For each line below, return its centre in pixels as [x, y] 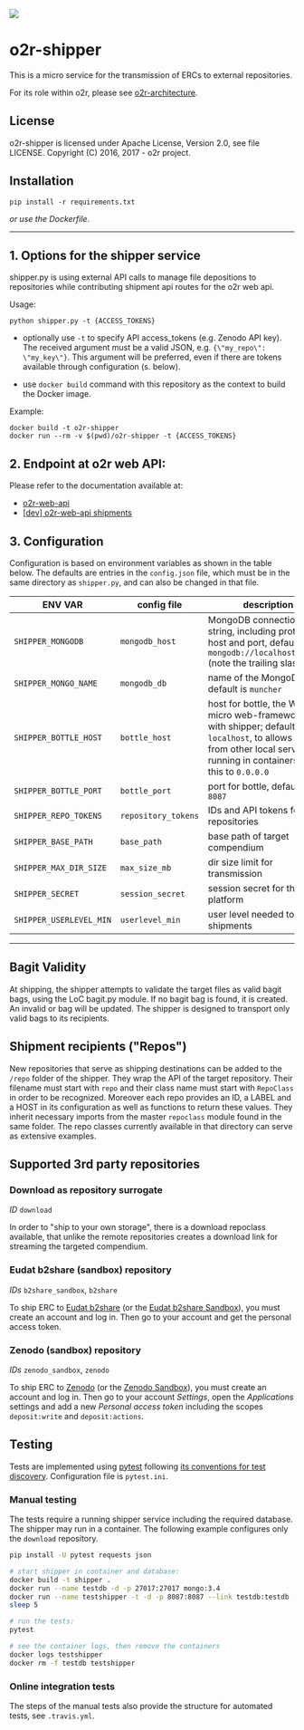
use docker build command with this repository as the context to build [154, 384]
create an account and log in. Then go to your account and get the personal [151, 1317]
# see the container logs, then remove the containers [115, 1647]
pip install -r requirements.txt [72, 202]
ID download [31, 1210]
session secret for [246, 888]
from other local [242, 749]
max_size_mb [146, 868]
